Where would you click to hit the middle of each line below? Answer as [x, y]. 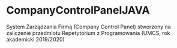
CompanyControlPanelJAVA [78, 10]
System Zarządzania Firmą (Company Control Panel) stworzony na [88, 27]
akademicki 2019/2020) [35, 39]
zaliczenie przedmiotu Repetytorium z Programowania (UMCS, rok [88, 33]
